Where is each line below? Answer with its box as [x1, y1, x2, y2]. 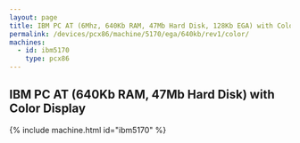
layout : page [9, 12, 58, 22]
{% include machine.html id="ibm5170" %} [9, 124, 167, 135]
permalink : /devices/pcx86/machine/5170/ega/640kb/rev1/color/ [9, 29, 250, 38]
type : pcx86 [25, 54, 70, 63]
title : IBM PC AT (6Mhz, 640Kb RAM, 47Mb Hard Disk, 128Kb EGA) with [9, 21, 274, 30]
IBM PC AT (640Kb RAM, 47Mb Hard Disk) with [9, 87, 275, 102]
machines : [9, 37, 46, 47]
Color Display [9, 101, 87, 116]
